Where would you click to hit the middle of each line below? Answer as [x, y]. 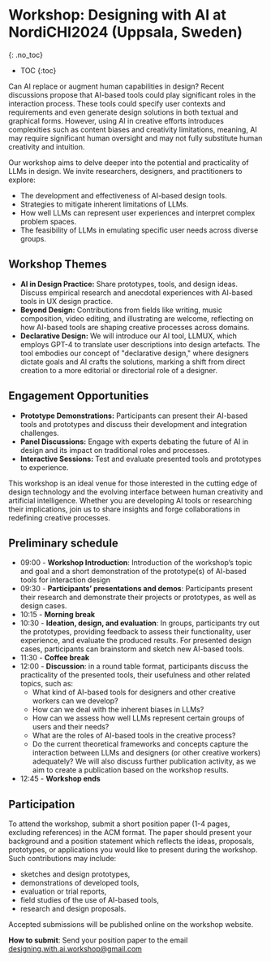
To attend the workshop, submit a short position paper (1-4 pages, [119, 824]
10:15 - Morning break [58, 615]
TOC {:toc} [38, 70]
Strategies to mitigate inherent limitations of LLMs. [104, 204]
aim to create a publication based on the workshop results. [131, 770]
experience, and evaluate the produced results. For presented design [135, 641]
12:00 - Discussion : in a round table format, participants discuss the [134, 666]
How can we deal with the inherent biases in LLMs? [118, 710]
